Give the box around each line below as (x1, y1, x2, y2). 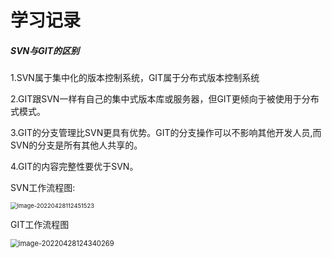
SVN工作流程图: (10, 182, 76, 194)
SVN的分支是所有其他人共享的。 (10, 139, 143, 151)
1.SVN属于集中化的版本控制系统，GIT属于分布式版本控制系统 (10, 72, 260, 84)
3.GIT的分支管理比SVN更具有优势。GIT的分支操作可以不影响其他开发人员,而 (10, 127, 322, 139)
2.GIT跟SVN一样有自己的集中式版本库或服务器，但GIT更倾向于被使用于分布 (10, 93, 320, 105)
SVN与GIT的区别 (10, 44, 80, 56)
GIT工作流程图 (10, 219, 70, 231)
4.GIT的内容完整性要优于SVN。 (10, 161, 139, 173)
